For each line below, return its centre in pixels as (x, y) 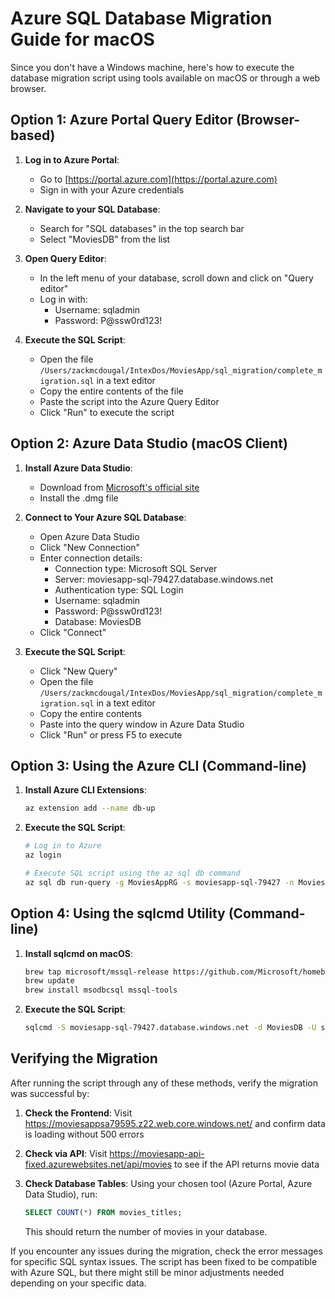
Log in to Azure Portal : (72, 159)
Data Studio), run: (61, 1194)
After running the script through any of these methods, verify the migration (164, 1083)
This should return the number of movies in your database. (146, 1231)
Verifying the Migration (84, 1058)
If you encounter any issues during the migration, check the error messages (166, 1251)
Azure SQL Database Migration (141, 18)
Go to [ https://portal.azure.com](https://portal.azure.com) (158, 179)
